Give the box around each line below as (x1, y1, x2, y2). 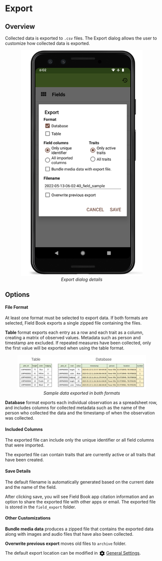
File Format (5, 304, 28, 310)
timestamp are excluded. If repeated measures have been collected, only (5, 340, 151, 346)
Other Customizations (5, 515, 51, 521)
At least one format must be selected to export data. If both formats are (5, 315, 148, 321)
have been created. (5, 457, 44, 463)
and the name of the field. (5, 484, 57, 490)
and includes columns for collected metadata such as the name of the (5, 405, 145, 411)
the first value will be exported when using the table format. (5, 345, 125, 351)
